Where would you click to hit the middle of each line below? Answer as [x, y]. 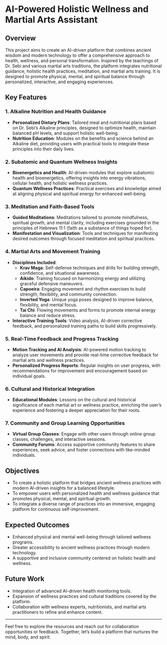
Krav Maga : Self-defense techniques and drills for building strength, [90, 268]
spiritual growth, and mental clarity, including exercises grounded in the [85, 223]
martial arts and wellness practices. [49, 360]
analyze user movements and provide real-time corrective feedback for [85, 355]
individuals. [24, 455]
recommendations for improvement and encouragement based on [80, 371]
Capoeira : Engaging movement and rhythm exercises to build [83, 289]
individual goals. [29, 376]
